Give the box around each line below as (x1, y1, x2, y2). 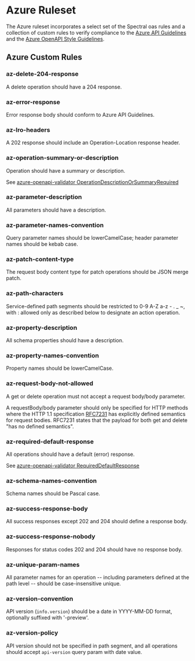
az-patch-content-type (6, 255, 74, 264)
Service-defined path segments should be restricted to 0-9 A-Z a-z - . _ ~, (6, 302, 185, 309)
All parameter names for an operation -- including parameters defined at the (6, 574, 190, 581)
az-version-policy (6, 629, 58, 637)
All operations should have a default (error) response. (6, 451, 135, 458)
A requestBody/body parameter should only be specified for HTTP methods (6, 404, 189, 411)
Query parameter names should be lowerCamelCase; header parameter (6, 234, 179, 241)
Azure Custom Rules (6, 52, 83, 62)
